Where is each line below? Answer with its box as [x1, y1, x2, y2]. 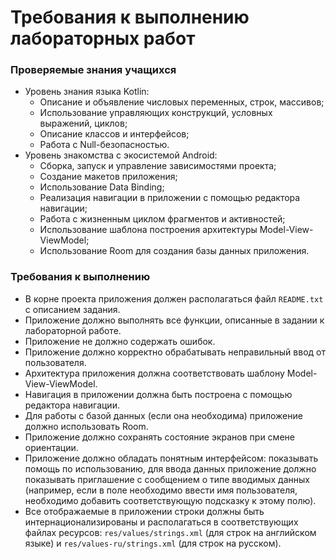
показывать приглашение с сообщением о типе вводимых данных [24, 473, 310, 485]
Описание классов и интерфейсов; [39, 128, 190, 140]
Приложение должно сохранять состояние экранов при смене [24, 431, 295, 443]
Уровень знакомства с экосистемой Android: [24, 149, 218, 161]
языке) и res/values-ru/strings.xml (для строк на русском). [24, 537, 282, 549]
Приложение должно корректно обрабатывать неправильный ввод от [24, 346, 326, 358]
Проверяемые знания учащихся [10, 63, 177, 77]
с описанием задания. [24, 303, 121, 315]
